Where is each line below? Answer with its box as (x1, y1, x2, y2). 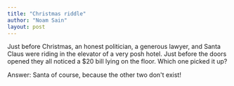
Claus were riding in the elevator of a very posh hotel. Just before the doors (7, 50, 227, 58)
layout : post (7, 23, 46, 30)
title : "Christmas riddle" (7, 10, 86, 17)
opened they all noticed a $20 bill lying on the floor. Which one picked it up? (7, 57, 228, 66)
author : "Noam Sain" (7, 17, 68, 24)
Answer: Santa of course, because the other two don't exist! (7, 71, 181, 79)
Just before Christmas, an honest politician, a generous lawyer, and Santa (7, 43, 221, 51)
